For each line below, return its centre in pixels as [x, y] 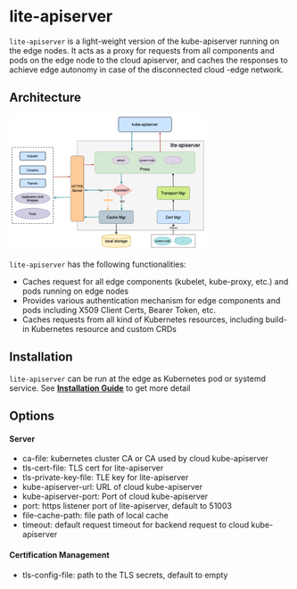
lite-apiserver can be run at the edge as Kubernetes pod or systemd [137, 378]
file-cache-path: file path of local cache [95, 516]
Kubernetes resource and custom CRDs [103, 329]
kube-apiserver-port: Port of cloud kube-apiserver [115, 496]
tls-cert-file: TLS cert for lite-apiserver [93, 468]
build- [276, 319]
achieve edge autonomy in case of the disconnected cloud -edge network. [146, 70]
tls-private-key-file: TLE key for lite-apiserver [105, 477]
